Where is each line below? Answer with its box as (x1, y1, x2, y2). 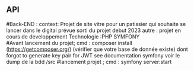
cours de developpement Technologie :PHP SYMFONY (6, 33, 140, 40)
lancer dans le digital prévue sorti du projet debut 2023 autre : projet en (6, 27, 181, 34)
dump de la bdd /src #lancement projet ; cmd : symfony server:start (6, 58, 172, 65)
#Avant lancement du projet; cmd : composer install (6, 39, 132, 46)
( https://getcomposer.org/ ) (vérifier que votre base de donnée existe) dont (6, 46, 188, 53)
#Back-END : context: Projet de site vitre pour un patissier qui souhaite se (6, 20, 186, 27)
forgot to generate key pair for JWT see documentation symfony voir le (6, 51, 180, 59)
